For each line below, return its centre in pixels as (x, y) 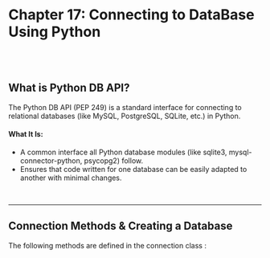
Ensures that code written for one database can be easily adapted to (133, 169)
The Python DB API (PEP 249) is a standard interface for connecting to (125, 107)
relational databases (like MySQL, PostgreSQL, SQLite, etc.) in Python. (125, 116)
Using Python (55, 32)
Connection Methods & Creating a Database (121, 226)
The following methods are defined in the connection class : (108, 245)
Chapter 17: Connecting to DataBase (131, 15)
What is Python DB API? (69, 88)
